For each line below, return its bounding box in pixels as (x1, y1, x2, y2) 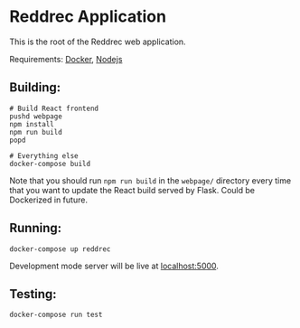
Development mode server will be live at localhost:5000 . (9, 260, 220, 271)
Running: (9, 220, 62, 236)
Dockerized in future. (9, 194, 89, 205)
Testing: (9, 286, 57, 302)
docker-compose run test (9, 310, 103, 320)
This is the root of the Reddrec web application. (9, 36, 187, 47)
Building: (9, 80, 61, 96)
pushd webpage (9, 111, 63, 121)
